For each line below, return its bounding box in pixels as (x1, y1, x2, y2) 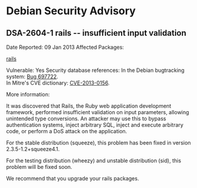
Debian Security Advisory (6, 4, 136, 18)
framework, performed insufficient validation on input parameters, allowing (6, 109, 189, 115)
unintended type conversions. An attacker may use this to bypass (6, 115, 166, 122)
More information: (6, 91, 50, 98)
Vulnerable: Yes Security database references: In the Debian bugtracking (6, 67, 185, 74)
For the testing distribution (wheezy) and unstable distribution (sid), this (6, 157, 182, 164)
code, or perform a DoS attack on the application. (6, 128, 128, 134)
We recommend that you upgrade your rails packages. (6, 175, 139, 182)
